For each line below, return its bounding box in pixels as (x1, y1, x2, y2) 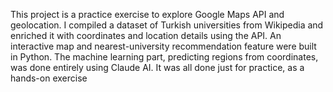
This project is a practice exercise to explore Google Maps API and (10, 9, 285, 20)
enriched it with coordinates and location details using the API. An (10, 30, 282, 41)
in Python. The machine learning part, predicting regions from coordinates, (10, 51, 319, 63)
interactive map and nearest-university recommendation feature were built (10, 40, 317, 52)
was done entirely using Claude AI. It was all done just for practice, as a (10, 62, 305, 73)
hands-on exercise (10, 72, 88, 84)
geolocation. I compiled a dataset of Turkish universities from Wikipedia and (10, 19, 324, 31)
